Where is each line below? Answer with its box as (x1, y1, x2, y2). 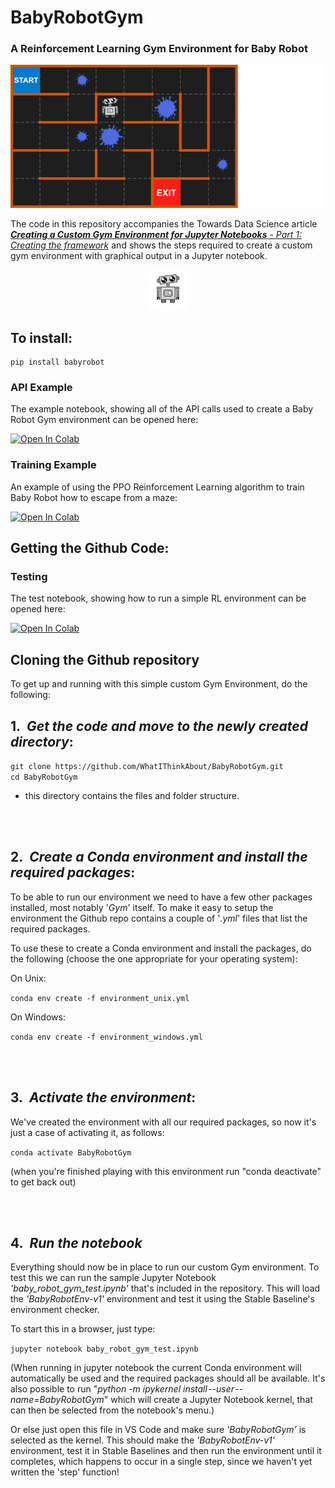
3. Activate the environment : (10, 1089, 197, 1106)
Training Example (10, 458, 97, 472)
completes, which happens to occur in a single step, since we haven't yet (10, 1456, 313, 1468)
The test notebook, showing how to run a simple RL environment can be (10, 592, 307, 605)
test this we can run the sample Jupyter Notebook (10, 1272, 217, 1284)
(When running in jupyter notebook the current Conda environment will (10, 1362, 302, 1374)
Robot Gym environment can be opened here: (10, 414, 199, 426)
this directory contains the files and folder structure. (24, 790, 240, 802)
